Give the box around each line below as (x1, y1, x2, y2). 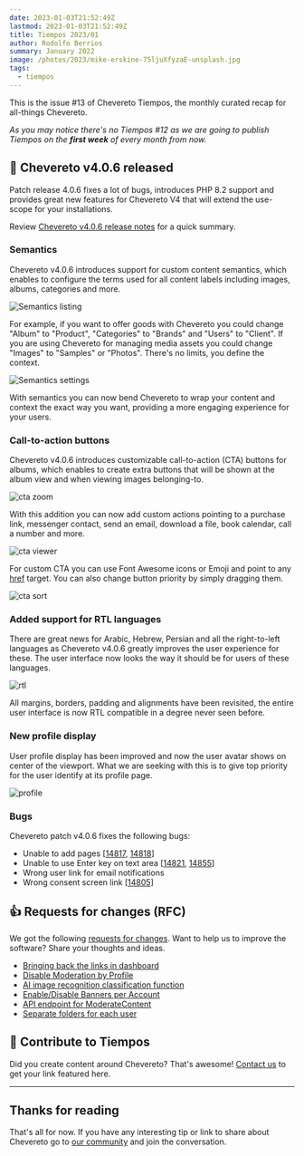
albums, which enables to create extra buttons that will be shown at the (9, 464, 275, 476)
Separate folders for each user (22, 1007, 138, 1019)
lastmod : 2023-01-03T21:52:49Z (9, 22, 128, 31)
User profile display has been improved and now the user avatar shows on (9, 750, 287, 761)
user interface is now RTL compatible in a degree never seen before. (9, 708, 265, 718)
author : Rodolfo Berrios (9, 38, 103, 48)
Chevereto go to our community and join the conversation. (9, 1136, 227, 1147)
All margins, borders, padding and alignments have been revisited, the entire (9, 698, 294, 708)
